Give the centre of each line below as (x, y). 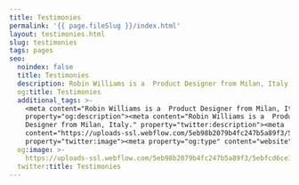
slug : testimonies (43, 42)
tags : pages (31, 51)
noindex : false (45, 68)
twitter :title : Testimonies (69, 166)
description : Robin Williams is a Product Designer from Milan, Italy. (155, 84)
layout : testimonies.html (57, 34)
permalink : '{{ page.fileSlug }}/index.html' (95, 26)
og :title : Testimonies (59, 92)
